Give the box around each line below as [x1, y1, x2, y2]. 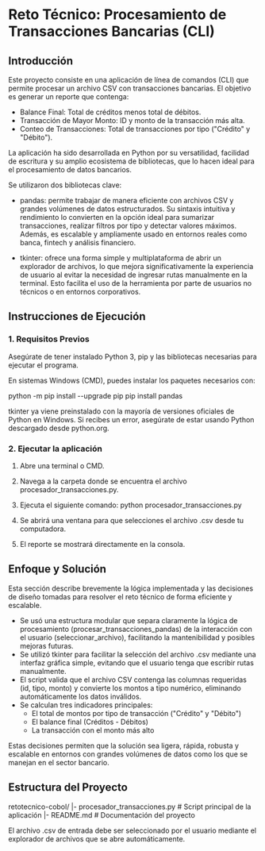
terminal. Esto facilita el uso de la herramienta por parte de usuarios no [19, 279, 252, 287]
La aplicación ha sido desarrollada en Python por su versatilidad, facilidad [8, 148, 250, 157]
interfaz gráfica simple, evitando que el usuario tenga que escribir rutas [19, 657, 254, 668]
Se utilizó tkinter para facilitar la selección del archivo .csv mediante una [19, 649, 256, 659]
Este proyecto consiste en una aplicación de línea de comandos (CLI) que [8, 75, 249, 84]
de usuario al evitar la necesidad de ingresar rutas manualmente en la [19, 270, 248, 279]
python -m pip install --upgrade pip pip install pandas [8, 391, 183, 400]
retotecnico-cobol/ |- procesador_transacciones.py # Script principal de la [8, 802, 252, 811]
